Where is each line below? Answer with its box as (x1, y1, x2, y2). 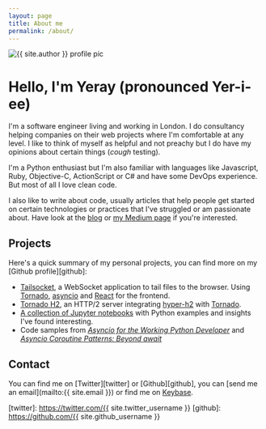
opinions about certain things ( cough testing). (8, 147, 161, 157)
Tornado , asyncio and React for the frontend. (19, 291, 171, 300)
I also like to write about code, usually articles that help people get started (8, 196, 255, 206)
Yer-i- (211, 78, 252, 96)
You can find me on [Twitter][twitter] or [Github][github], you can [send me (8, 378, 258, 389)
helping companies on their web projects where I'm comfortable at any (8, 130, 244, 140)
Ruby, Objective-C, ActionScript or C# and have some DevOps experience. (8, 172, 258, 181)
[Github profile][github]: (8, 266, 87, 276)
